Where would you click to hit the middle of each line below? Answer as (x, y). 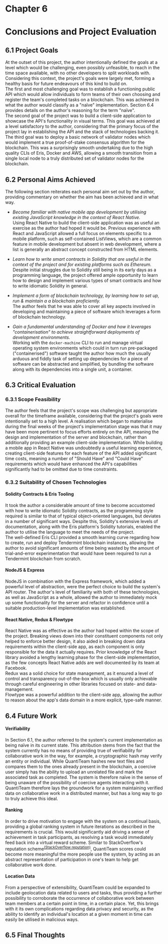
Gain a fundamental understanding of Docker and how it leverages (82, 327)
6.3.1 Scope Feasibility (33, 399)
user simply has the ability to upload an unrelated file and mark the (74, 772)
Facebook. (16, 668)
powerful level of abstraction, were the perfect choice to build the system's (83, 587)
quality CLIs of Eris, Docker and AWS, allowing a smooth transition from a (81, 153)
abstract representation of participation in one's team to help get (72, 859)
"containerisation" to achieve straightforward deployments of (76, 332)
